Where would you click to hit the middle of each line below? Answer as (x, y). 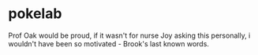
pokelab (35, 14)
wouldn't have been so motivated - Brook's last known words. (108, 43)
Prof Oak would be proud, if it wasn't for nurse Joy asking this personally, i (129, 35)
